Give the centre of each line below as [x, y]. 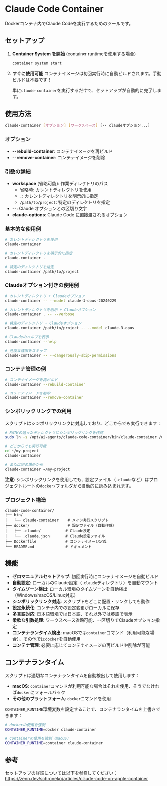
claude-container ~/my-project [38, 469]
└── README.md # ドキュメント [48, 547]
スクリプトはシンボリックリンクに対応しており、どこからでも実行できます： [83, 423]
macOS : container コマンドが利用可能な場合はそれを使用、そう [77, 686]
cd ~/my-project [22, 451]
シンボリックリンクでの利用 [38, 411]
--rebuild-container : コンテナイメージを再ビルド [63, 151]
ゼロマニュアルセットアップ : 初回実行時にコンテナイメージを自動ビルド [85, 576]
